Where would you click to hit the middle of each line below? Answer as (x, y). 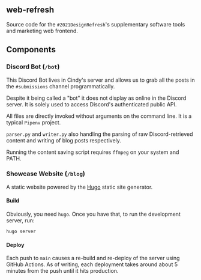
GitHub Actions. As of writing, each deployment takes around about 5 (92, 264)
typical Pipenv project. (34, 122)
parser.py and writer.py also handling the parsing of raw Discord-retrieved (100, 134)
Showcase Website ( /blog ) (46, 174)
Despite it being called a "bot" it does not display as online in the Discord (96, 98)
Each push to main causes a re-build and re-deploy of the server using (93, 258)
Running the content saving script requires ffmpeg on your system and (93, 152)
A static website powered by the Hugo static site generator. (79, 187)
